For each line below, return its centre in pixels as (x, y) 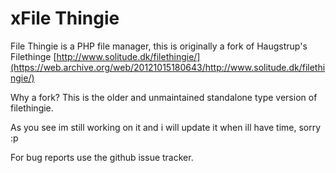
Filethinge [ (33, 56)
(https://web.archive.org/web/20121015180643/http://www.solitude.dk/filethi (168, 67)
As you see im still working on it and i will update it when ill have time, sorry (166, 127)
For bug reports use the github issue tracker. (102, 157)
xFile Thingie (65, 18)
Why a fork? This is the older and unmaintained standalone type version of (164, 97)
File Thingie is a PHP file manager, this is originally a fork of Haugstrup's (159, 46)
